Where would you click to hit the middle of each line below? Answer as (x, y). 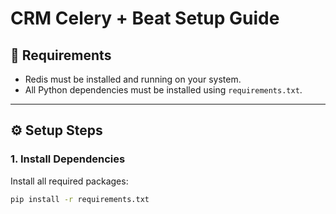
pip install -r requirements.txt (80, 199)
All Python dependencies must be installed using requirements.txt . (163, 90)
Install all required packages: (69, 181)
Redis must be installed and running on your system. (133, 79)
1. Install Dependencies (68, 159)
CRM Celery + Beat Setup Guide (145, 18)
